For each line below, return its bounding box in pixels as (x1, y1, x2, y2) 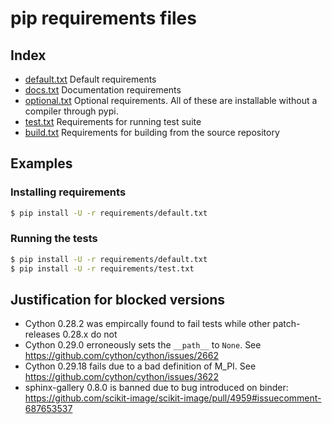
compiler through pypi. (24, 105, 119, 117)
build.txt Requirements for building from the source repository (24, 127, 280, 138)
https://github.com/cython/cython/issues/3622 (24, 371, 219, 383)
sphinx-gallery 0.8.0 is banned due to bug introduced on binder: (24, 382, 289, 394)
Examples (10, 155, 73, 172)
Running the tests (10, 232, 98, 246)
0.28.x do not (62, 328, 118, 341)
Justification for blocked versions (10, 292, 226, 308)
